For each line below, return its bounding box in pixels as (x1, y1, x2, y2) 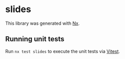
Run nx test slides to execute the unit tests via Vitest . (5, 48, 120, 54)
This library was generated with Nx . (5, 20, 80, 26)
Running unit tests (5, 35, 65, 43)
